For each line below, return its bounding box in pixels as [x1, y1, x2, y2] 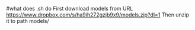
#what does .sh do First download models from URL [6, 5, 133, 12]
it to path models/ [6, 18, 49, 24]
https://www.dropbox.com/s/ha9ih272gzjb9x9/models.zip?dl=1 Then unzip [6, 11, 190, 18]
